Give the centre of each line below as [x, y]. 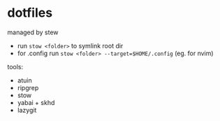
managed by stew [33, 32]
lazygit [27, 110]
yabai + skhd [36, 102]
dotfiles [30, 13]
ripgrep [28, 87]
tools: [15, 66]
